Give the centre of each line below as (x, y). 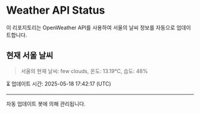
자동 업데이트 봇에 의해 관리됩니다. (46, 103)
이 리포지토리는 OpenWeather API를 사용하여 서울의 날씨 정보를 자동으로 (91, 27)
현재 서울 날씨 (30, 56)
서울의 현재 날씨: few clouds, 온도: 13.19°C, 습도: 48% (84, 71)
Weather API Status (56, 10)
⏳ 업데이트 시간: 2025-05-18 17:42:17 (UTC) (59, 83)
